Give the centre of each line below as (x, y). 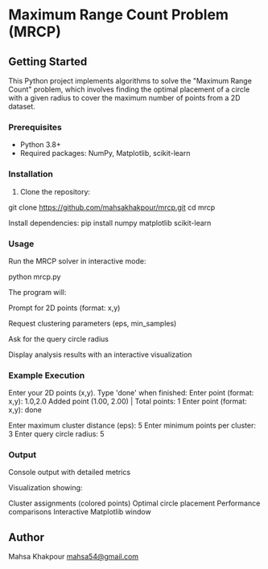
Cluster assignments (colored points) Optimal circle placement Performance (134, 503)
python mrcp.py (35, 276)
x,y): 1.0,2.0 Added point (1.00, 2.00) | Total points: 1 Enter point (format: (128, 401)
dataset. (22, 106)
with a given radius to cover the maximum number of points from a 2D (124, 98)
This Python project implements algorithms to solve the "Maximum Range (130, 81)
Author (26, 537)
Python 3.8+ (41, 145)
